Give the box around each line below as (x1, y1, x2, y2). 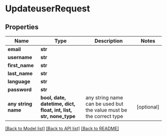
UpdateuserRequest (5, 3, 90, 14)
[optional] (136, 104, 160, 110)
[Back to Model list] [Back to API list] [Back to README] (5, 126, 119, 132)
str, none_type (40, 113, 76, 120)
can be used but (85, 100, 123, 107)
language (7, 78, 31, 85)
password (7, 86, 32, 93)
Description (94, 38, 123, 44)
